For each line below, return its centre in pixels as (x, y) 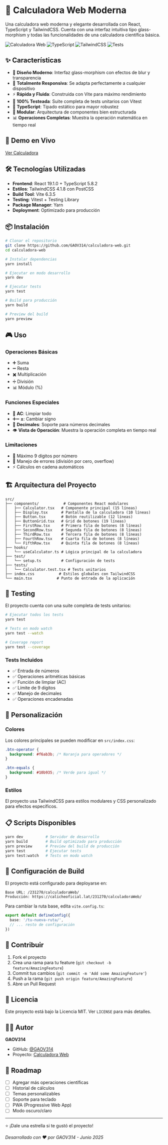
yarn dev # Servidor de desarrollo (52, 837)
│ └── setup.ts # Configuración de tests (60, 561)
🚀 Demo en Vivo (30, 141)
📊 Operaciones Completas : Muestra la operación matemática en (80, 117)
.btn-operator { (22, 749)
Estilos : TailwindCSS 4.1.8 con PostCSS (53, 189)
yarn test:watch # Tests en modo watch (49, 855)
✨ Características (33, 60)
